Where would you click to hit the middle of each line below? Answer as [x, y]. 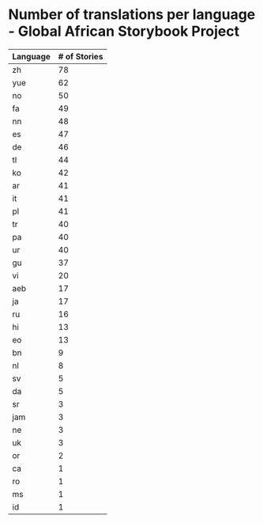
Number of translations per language [132, 15]
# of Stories [81, 56]
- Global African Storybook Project [124, 31]
